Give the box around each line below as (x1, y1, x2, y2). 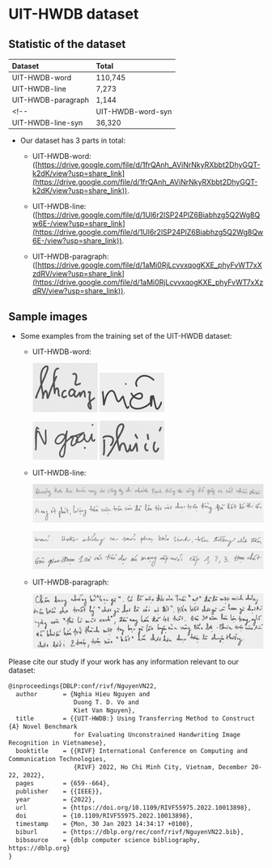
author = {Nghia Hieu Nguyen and (15, 691, 151, 699)
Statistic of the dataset (8, 37, 126, 51)
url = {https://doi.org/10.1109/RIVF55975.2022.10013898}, (15, 804, 252, 812)
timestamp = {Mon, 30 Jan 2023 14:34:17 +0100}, (15, 820, 194, 828)
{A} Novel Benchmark (8, 723, 79, 731)
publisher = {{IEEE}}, (15, 788, 104, 796)
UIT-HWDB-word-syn (96, 106, 172, 116)
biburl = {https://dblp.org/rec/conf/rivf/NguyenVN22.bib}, (15, 828, 244, 836)
